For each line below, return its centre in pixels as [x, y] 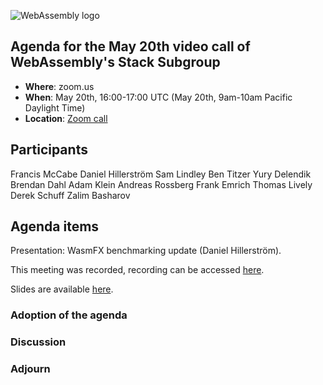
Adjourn [30, 369]
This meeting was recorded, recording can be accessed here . [137, 270]
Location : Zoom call [66, 118]
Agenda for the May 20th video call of [130, 46]
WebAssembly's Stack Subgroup [115, 62]
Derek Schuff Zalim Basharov [70, 195]
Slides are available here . [62, 289]
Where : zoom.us [59, 86]
